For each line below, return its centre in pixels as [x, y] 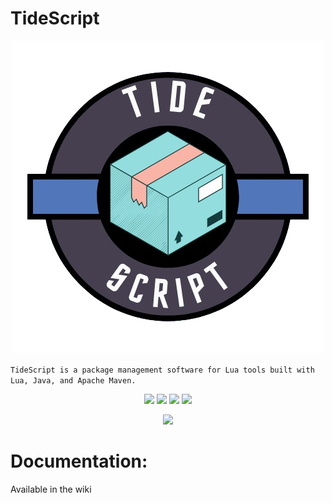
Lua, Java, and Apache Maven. [73, 380]
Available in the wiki [51, 489]
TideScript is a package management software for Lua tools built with [162, 370]
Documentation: [79, 461]
